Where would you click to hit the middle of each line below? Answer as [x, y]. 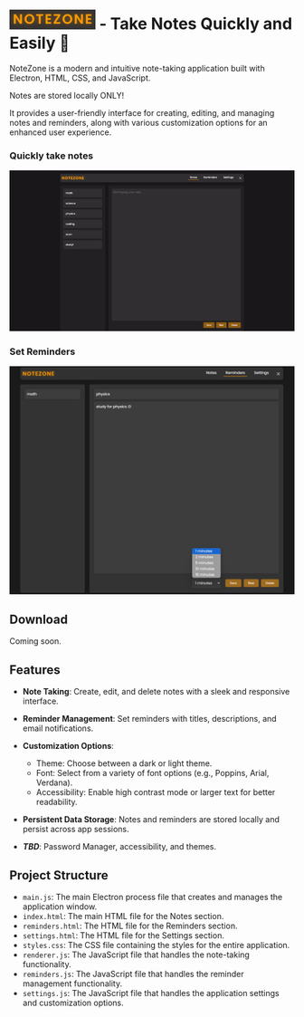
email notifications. [58, 728]
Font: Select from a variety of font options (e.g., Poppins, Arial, [152, 773]
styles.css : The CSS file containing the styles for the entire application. [156, 945]
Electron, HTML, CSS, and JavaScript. [80, 78]
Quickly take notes [52, 156]
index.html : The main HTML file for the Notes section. [123, 916]
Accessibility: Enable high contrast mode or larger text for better [156, 792]
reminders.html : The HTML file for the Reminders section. [130, 926]
